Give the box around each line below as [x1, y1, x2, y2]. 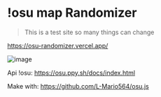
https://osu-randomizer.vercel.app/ [7, 41, 108, 50]
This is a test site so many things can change [24, 28, 155, 36]
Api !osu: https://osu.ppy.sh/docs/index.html [7, 68, 135, 77]
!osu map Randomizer [7, 5, 137, 21]
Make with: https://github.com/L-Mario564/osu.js [7, 82, 149, 90]
